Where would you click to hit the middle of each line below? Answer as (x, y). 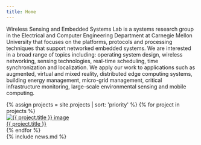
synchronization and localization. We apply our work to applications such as (101, 67)
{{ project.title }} (27, 123)
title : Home (21, 12)
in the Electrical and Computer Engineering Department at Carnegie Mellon (100, 35)
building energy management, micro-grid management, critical (84, 80)
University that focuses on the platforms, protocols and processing (89, 42)
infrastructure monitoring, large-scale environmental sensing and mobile (96, 86)
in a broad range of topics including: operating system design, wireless (94, 54)
